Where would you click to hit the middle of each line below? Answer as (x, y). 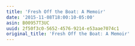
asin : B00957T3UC (28, 23)
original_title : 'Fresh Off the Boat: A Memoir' (68, 34)
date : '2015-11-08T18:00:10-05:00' (51, 17)
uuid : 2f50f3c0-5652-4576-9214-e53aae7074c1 (63, 28)
